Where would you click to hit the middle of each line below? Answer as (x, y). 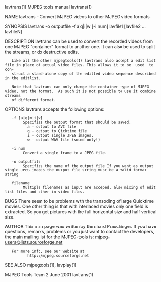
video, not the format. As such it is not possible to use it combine (80, 91)
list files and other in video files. (45, 192)
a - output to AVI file (52, 127)
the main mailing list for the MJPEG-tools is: (50, 237)
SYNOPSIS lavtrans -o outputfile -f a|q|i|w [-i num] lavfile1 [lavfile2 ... (75, 26)
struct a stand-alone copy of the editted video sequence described (83, 74)
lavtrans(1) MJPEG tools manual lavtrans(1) (49, 7)
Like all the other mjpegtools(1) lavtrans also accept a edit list (83, 61)
